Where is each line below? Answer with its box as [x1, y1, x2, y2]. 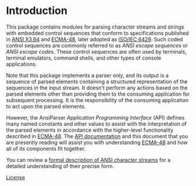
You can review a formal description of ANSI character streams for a [6, 156, 171, 163]
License [6, 174, 25, 181]
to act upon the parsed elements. [6, 103, 86, 110]
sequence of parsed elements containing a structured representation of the [6, 78, 188, 85]
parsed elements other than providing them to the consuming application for [6, 90, 190, 97]
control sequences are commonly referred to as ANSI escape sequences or [6, 42, 188, 49]
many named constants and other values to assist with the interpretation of [6, 120, 187, 127]
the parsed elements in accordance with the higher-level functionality [6, 127, 174, 134]
